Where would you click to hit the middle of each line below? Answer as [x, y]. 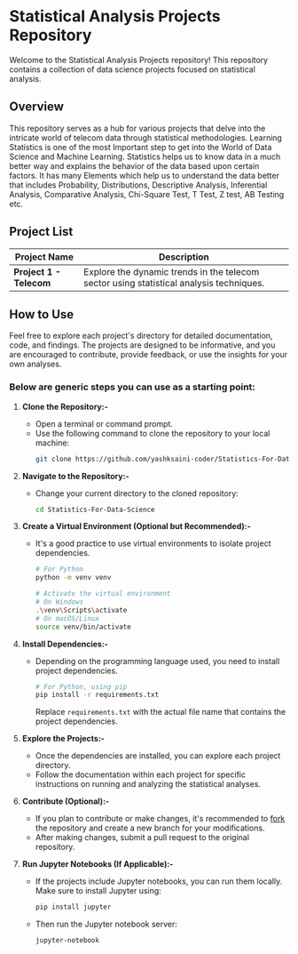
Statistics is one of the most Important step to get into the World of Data [141, 147]
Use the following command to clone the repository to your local [153, 433]
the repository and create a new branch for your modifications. [150, 828]
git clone [54, 459]
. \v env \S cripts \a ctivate [81, 610]
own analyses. [35, 364]
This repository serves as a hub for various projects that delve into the [137, 128]
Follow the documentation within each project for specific [141, 774]
